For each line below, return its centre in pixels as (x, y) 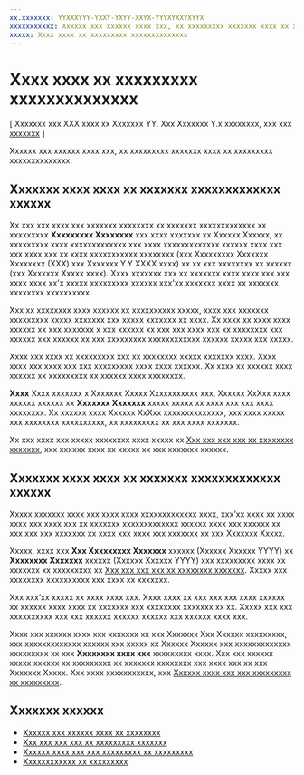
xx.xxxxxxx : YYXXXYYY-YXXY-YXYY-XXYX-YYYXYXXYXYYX (107, 18)
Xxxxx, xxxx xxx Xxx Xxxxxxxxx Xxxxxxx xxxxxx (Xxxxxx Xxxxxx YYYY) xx (152, 550)
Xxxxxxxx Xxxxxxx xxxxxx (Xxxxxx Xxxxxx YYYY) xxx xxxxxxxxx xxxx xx (148, 560)
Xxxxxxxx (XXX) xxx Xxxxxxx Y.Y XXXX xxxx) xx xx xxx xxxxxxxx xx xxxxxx (151, 264)
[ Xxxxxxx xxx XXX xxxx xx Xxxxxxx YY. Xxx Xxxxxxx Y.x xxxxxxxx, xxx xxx (151, 124)
